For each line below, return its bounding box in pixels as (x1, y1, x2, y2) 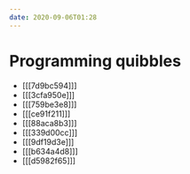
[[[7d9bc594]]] (21, 80, 77, 91)
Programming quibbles (9, 50, 182, 71)
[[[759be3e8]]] (21, 99, 77, 110)
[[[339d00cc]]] (21, 127, 78, 138)
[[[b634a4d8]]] (21, 146, 78, 156)
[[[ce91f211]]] (21, 108, 71, 119)
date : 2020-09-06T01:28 (9, 12, 98, 22)
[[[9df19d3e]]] (21, 136, 75, 147)
